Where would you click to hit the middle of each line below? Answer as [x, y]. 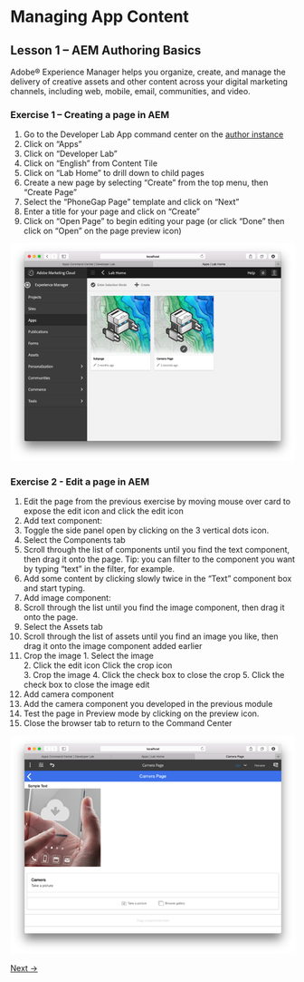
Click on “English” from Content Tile [90, 163]
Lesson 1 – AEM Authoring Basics [106, 50]
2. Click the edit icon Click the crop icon [98, 665]
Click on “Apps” [52, 144]
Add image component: [67, 598]
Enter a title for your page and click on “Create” [111, 211]
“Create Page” [50, 192]
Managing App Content [100, 17]
